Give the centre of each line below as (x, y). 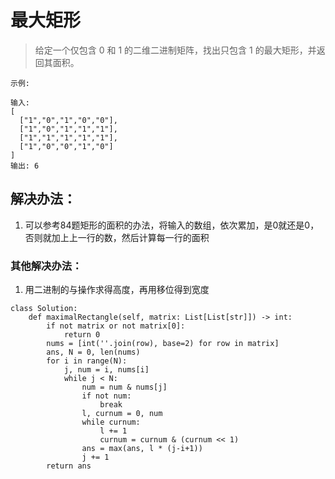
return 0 (82, 335)
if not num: (106, 396)
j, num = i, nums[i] (106, 370)
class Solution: (44, 309)
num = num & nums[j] (124, 387)
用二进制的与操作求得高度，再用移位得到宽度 (117, 290)
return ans (69, 466)
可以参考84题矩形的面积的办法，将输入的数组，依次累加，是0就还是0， (172, 225)
